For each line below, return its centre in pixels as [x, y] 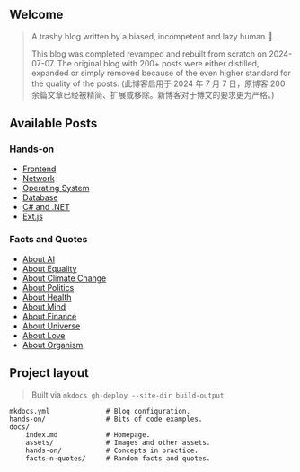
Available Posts [53, 123]
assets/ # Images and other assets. [118, 442]
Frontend [39, 169]
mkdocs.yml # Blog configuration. [100, 411]
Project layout [49, 373]
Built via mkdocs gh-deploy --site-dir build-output [128, 395]
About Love [44, 335]
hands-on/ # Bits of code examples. [106, 419]
